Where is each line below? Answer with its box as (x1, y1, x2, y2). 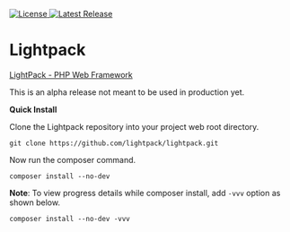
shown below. (9, 197, 61, 208)
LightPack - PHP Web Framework (9, 69, 133, 80)
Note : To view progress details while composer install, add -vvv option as (9, 187, 281, 198)
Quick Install (9, 104, 57, 115)
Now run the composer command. (9, 154, 136, 165)
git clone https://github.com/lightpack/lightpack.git (9, 139, 219, 148)
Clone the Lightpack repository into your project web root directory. (9, 121, 259, 132)
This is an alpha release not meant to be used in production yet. (9, 86, 245, 98)
